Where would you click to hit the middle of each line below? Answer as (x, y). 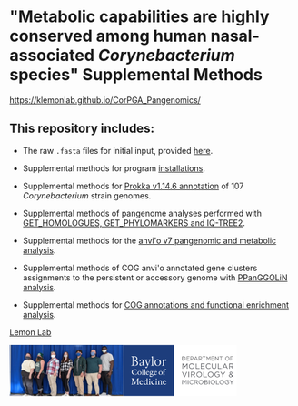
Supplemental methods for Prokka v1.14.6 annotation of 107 (133, 186)
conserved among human (108, 36)
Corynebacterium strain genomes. (87, 195)
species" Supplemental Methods (136, 75)
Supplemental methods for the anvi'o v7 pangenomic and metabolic (149, 240)
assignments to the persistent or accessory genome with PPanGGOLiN (155, 277)
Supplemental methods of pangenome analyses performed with (142, 213)
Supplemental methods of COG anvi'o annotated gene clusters (140, 268)
